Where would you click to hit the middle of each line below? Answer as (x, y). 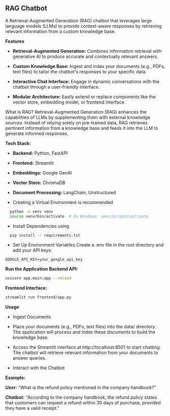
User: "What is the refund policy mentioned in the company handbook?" (81, 388)
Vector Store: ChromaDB (39, 183)
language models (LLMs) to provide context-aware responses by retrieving (83, 26)
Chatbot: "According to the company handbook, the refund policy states (81, 397)
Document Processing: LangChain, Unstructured (64, 192)
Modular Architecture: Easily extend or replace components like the (84, 96)
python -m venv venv (31, 212)
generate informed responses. (37, 133)
